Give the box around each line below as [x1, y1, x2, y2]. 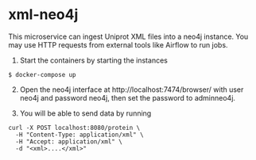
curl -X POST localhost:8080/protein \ [8, 124, 141, 131]
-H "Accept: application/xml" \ [15, 137, 123, 146]
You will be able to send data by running [19, 109, 152, 118]
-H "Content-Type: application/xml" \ [15, 131, 145, 139]
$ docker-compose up [8, 70, 77, 78]
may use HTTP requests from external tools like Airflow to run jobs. [8, 40, 228, 49]
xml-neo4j [8, 6, 79, 24]
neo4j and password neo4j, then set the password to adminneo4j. [19, 93, 236, 102]
